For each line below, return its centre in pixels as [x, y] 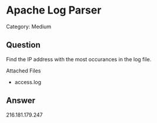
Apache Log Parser [54, 10]
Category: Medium [29, 26]
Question [23, 45]
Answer [21, 101]
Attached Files [24, 71]
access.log [28, 82]
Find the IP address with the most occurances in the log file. [79, 59]
